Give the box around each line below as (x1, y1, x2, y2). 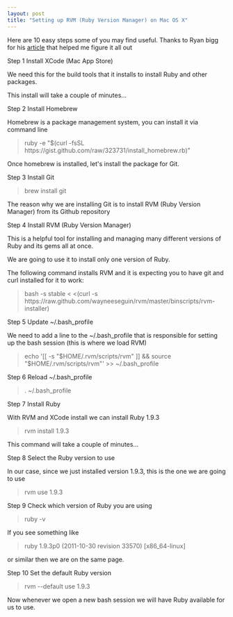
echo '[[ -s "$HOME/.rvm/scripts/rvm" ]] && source (24, 352, 172, 360)
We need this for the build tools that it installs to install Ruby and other (7, 70, 207, 79)
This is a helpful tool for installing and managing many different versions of (7, 234, 221, 242)
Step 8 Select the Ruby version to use (7, 453, 115, 462)
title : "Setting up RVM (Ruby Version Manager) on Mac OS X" (7, 17, 188, 24)
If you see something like (7, 528, 79, 536)
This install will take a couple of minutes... (7, 91, 127, 99)
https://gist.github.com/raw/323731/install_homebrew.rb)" (24, 146, 191, 154)
